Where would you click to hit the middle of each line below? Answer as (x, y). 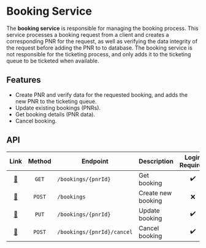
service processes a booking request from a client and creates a (88, 34)
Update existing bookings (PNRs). (58, 108)
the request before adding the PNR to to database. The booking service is (100, 48)
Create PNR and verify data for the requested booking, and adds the (101, 95)
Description (156, 161)
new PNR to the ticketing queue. (56, 101)
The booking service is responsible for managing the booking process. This (103, 28)
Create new (155, 193)
